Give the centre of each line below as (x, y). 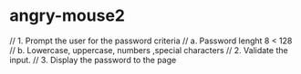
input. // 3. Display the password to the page (93, 60)
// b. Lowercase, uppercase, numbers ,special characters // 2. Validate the (149, 50)
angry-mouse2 (67, 16)
